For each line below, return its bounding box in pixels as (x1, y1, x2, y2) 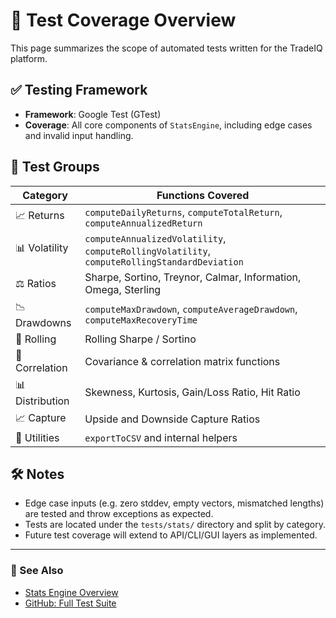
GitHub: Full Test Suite (24, 597, 117, 609)
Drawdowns (15, 315, 72, 329)
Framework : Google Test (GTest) (24, 108, 162, 120)
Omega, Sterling (84, 282, 162, 296)
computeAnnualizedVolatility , (84, 231, 227, 245)
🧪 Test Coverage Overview (10, 9, 237, 32)
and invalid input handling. (24, 129, 134, 141)
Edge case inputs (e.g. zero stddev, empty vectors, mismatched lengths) (24, 497, 325, 509)
